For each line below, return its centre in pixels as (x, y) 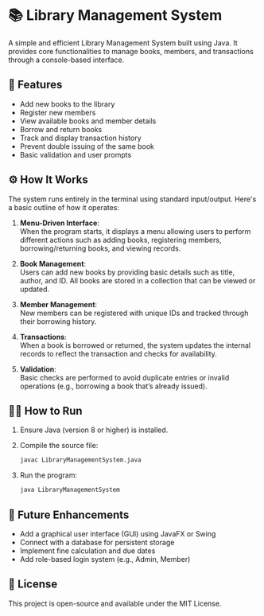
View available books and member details (88, 121)
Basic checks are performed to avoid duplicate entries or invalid (124, 377)
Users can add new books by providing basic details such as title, (127, 272)
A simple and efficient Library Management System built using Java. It (123, 43)
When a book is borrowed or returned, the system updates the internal (135, 345)
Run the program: (49, 475)
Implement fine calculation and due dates (87, 551)
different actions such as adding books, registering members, (120, 240)
